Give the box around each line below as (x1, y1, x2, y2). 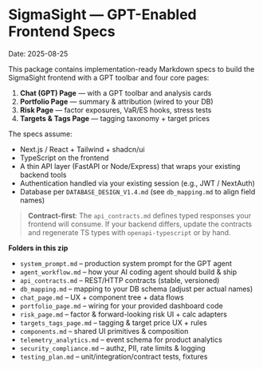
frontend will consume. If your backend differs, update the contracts (27, 219, 253, 229)
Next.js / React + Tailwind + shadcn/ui (19, 144, 145, 154)
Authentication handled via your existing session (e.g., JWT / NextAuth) (19, 178, 255, 188)
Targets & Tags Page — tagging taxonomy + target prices (19, 113, 210, 123)
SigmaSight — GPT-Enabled (8, 6, 197, 24)
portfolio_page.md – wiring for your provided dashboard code (19, 300, 223, 310)
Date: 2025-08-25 (8, 49, 69, 58)
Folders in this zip (8, 243, 69, 253)
